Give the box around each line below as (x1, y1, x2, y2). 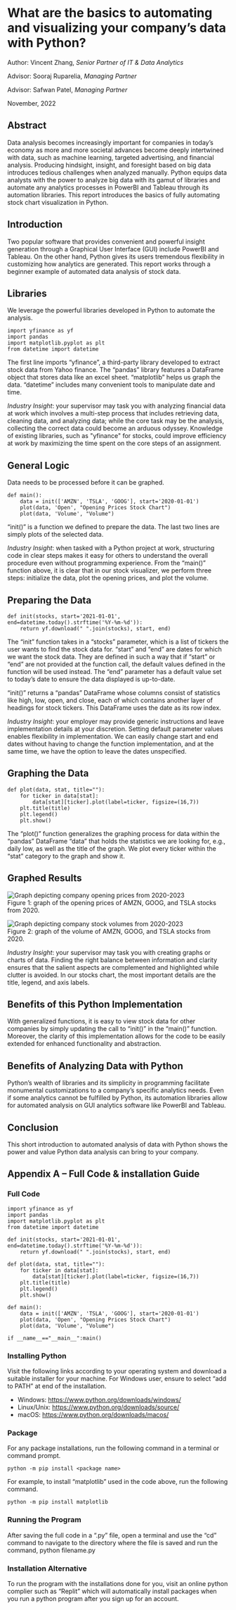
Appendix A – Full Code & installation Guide (7, 1168, 200, 1180)
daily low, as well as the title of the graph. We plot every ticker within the (7, 844, 216, 853)
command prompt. (7, 1452, 61, 1460)
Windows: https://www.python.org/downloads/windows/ (17, 1396, 181, 1404)
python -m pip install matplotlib (7, 1499, 109, 1506)
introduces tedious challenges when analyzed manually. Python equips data (7, 168, 227, 177)
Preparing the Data (7, 594, 92, 606)
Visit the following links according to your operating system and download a (7, 1367, 227, 1375)
